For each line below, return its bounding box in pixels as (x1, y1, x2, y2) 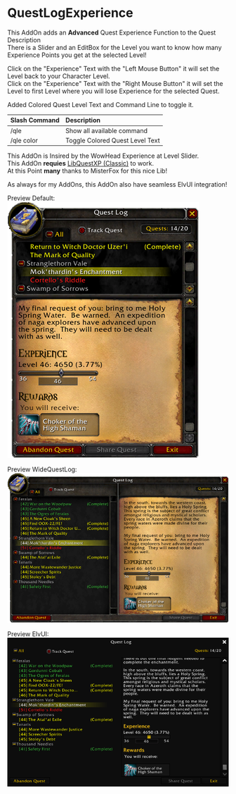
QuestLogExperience (7, 5, 133, 21)
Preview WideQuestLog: (7, 465, 77, 473)
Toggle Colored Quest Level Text (65, 136, 160, 144)
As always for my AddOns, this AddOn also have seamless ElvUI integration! (7, 180, 228, 189)
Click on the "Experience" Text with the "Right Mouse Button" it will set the (7, 79, 223, 87)
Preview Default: (7, 194, 55, 202)
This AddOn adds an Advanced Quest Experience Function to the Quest (7, 28, 216, 37)
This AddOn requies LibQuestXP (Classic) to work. (7, 159, 155, 168)
